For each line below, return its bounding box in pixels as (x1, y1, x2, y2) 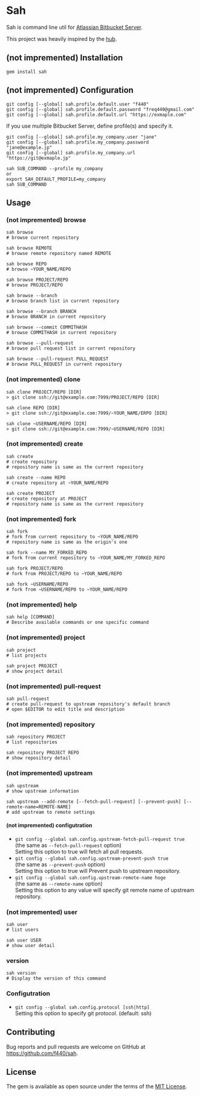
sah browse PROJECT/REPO (6, 277, 68, 283)
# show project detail (6, 668, 63, 674)
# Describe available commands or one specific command (6, 619, 149, 626)
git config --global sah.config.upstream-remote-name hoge (14, 875, 166, 881)
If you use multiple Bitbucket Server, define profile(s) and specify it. (6, 122, 174, 130)
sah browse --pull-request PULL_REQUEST (6, 356, 109, 362)
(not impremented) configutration (6, 822, 92, 829)
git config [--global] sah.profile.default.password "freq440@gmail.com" (6, 106, 195, 112)
